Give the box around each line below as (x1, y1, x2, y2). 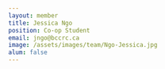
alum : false (8, 48, 48, 56)
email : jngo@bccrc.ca (8, 33, 80, 42)
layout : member (8, 11, 59, 20)
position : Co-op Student (8, 26, 90, 34)
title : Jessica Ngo (8, 19, 73, 27)
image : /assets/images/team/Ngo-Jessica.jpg (8, 41, 158, 49)
